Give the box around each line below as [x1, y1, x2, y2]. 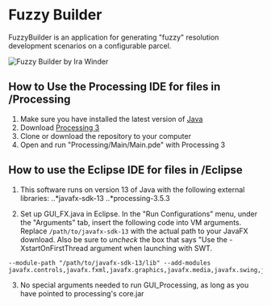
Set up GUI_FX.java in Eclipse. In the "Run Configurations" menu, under [19, 208, 258, 219]
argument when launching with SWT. [90, 243, 213, 253]
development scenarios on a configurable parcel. [8, 40, 172, 50]
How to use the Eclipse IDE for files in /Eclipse [8, 163, 244, 177]
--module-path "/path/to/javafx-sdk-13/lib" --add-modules [8, 258, 211, 267]
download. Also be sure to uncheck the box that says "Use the [19, 234, 228, 244]
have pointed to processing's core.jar [19, 288, 144, 298]
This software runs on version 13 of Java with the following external [19, 184, 245, 195]
